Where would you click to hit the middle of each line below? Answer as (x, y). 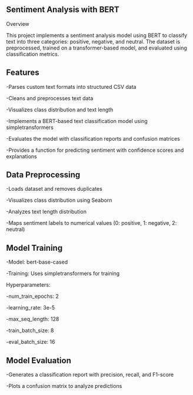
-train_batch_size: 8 (30, 331)
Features (23, 73)
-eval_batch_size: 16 (31, 342)
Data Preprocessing (43, 175)
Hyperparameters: (28, 285)
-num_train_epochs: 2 (32, 296)
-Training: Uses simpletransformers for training (63, 274)
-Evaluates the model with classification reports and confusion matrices (93, 138)
